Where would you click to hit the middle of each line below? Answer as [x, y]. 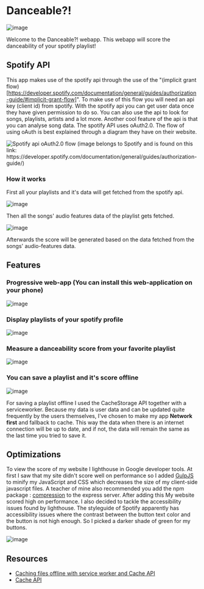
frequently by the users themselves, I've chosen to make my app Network [100, 415]
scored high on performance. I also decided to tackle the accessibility [94, 502]
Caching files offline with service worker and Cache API [85, 573]
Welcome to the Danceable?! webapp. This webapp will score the [88, 39]
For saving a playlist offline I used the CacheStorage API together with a [97, 403]
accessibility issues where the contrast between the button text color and [98, 514]
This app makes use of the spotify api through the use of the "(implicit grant [101, 79]
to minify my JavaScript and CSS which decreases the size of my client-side [102, 482]
